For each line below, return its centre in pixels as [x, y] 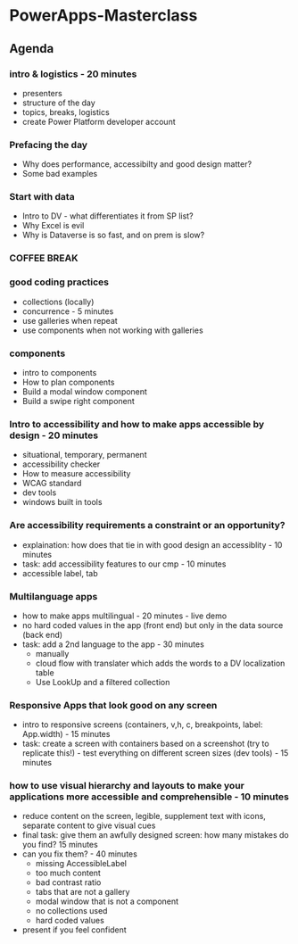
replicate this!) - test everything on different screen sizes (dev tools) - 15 [155, 753]
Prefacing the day [48, 145]
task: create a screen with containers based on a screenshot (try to [145, 744]
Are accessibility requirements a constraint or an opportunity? [147, 526]
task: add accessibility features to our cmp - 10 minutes [124, 564]
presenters [42, 93]
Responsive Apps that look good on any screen [113, 705]
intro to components [59, 372]
